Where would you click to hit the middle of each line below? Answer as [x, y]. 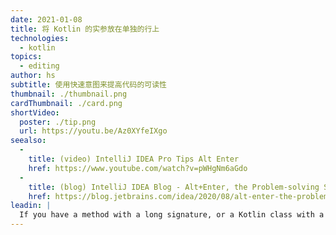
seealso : [28, 141]
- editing [39, 66]
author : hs [33, 76]
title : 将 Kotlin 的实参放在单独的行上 [85, 29]
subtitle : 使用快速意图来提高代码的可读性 [88, 85]
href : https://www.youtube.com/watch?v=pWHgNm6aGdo [138, 168]
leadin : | [31, 206]
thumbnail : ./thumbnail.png [69, 94]
